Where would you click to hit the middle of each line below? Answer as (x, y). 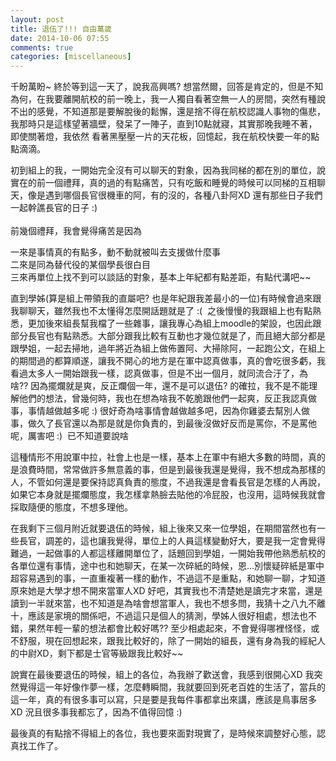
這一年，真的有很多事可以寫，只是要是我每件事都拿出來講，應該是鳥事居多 (163, 700)
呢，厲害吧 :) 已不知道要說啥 (69, 436)
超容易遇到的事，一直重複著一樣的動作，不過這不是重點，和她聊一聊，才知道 (168, 578)
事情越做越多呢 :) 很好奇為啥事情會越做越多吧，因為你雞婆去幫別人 (164, 411)
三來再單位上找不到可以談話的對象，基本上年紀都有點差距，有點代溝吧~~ (161, 277)
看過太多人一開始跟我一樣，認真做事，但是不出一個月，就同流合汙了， (155, 373)
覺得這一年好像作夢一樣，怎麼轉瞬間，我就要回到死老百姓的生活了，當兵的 (172, 687)
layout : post (37, 19)
